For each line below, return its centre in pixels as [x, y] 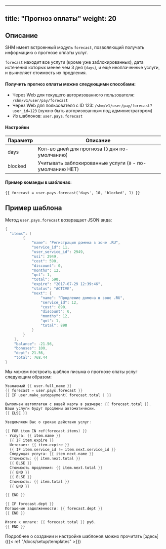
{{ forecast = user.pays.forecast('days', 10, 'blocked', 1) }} [73, 193]
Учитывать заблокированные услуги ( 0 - [87, 163]
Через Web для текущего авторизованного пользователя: [73, 95]
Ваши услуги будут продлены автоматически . [51, 409]
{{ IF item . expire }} [32, 440]
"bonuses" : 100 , [31, 348]
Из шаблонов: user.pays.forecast [47, 116]
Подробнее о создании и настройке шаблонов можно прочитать [74, 536]
